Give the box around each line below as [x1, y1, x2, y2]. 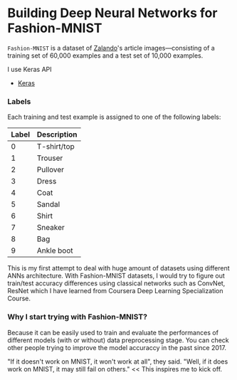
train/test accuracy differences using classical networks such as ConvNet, [7, 279, 226, 287]
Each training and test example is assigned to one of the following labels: [7, 112, 221, 122]
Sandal [36, 199, 60, 209]
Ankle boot [36, 246, 73, 255]
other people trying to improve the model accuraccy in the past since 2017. [7, 343, 226, 352]
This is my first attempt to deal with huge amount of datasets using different [7, 264, 230, 273]
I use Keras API [7, 65, 52, 73]
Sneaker [36, 223, 65, 233]
